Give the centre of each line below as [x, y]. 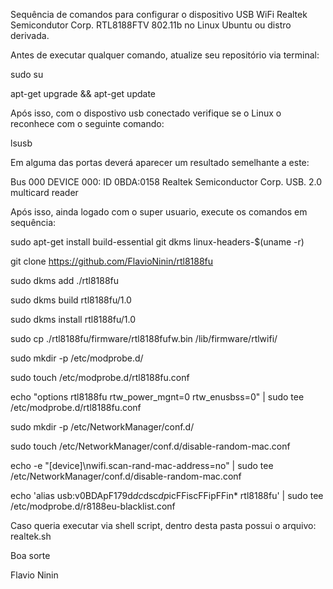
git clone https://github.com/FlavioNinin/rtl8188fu [112, 261]
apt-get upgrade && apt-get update [83, 93]
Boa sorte [30, 555]
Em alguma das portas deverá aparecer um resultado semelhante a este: [160, 162]
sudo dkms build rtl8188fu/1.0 [71, 300]
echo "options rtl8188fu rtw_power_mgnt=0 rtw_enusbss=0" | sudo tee [157, 397]
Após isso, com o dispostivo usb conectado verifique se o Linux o [146, 113]
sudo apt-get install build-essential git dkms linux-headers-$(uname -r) [157, 242]
